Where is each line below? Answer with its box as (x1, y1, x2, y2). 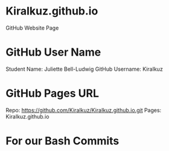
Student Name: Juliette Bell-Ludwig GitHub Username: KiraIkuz (5, 65, 164, 72)
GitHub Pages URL (5, 86, 99, 100)
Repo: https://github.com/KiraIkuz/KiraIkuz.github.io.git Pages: (5, 106, 162, 114)
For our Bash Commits (5, 134, 120, 147)
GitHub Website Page (5, 24, 59, 31)
